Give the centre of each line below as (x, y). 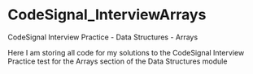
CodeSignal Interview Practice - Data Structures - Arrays (103, 37)
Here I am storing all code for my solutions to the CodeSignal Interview (126, 52)
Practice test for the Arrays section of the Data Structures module (118, 61)
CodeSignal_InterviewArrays (107, 15)
